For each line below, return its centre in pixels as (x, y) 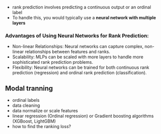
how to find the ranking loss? (42, 127)
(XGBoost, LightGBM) (34, 121)
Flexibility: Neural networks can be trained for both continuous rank (80, 67)
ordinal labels (26, 100)
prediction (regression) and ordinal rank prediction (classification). (79, 73)
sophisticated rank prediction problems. (53, 62)
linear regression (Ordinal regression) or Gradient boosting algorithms (83, 116)
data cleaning (26, 105)
